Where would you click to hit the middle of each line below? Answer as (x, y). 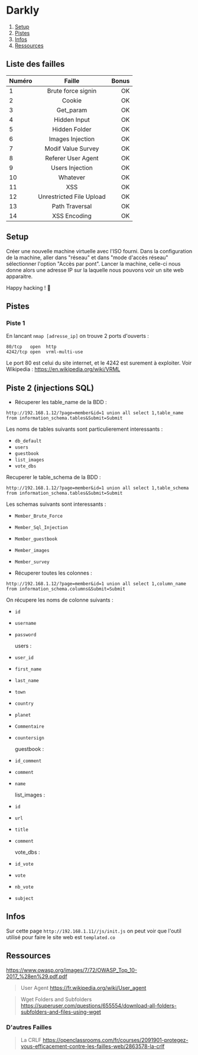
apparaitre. (20, 276)
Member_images (32, 551)
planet (23, 715)
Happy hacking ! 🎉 (29, 288)
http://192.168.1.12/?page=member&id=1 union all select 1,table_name (95, 413)
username (25, 624)
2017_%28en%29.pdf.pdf (37, 976)
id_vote (24, 864)
